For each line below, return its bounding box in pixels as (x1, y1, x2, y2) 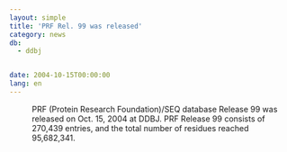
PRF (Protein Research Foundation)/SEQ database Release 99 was (31, 103, 278, 114)
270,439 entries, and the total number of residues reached (31, 122, 249, 133)
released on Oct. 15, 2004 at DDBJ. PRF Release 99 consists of (31, 113, 265, 124)
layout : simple (9, 13, 67, 22)
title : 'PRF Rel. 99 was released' (9, 22, 143, 31)
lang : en (9, 79, 42, 88)
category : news (9, 30, 67, 39)
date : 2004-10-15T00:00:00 (9, 71, 111, 80)
